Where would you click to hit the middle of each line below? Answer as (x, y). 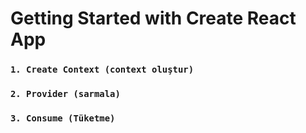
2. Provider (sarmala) (65, 94)
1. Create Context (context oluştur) (102, 70)
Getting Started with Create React (153, 18)
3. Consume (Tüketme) (63, 118)
